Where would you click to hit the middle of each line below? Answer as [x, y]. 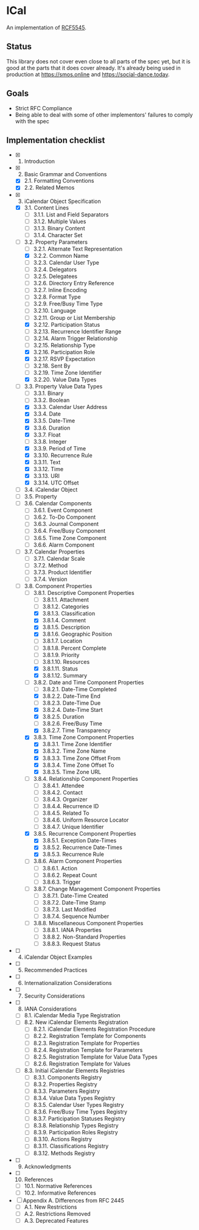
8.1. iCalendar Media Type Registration [72, 1015]
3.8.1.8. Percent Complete [74, 648]
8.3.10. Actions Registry [63, 1139]
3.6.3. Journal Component [66, 524]
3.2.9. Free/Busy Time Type [68, 304]
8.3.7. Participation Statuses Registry [79, 1118]
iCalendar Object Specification [63, 201]
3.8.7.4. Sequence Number [76, 916]
